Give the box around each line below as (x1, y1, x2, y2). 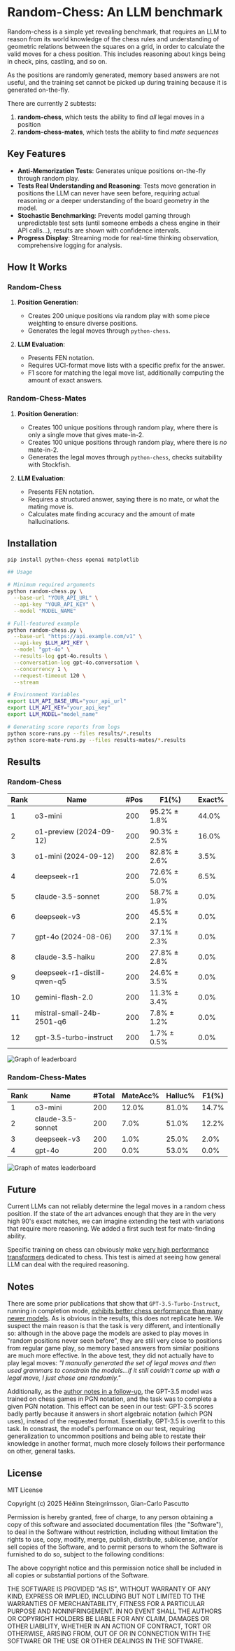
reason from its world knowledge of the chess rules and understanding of (7, 34, 220, 43)
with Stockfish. (27, 460, 71, 469)
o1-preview (34, 827, 75, 837)
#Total (93, 1091, 115, 1100)
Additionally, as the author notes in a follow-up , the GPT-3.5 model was (7, 1388, 213, 1396)
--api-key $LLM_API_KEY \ (13, 640, 90, 647)
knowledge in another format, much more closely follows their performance (7, 1439, 225, 1448)
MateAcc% (121, 1091, 159, 1100)
